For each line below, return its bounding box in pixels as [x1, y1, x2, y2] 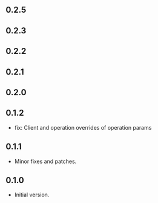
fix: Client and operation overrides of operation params [14, 124, 152, 131]
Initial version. [14, 191, 50, 199]
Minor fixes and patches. [14, 158, 77, 165]
